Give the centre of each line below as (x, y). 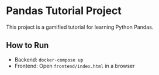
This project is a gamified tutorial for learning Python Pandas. (80, 27)
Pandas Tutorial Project (64, 11)
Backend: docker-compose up (49, 59)
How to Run (27, 45)
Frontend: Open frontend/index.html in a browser (75, 66)
